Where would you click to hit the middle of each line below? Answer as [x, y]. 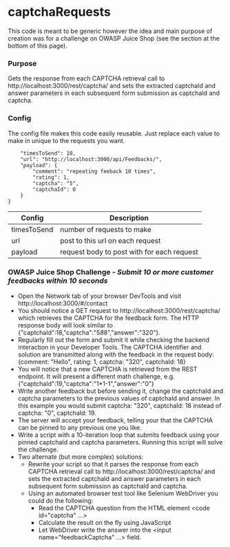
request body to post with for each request [129, 252]
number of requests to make [106, 229]
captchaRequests [59, 12]
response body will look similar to [65, 325]
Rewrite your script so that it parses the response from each [113, 464]
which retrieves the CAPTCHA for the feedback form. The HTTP [108, 318]
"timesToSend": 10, [48, 153]
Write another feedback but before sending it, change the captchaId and [121, 391]
